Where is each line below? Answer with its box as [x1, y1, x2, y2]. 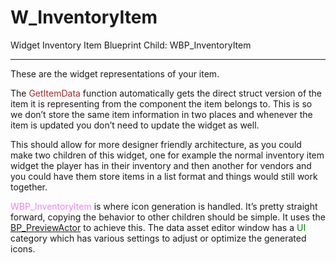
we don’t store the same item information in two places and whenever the [10, 108, 313, 120]
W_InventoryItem [10, 6, 158, 29]
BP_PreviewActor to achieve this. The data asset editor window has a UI [10, 221, 307, 233]
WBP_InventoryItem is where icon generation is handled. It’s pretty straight [10, 200, 318, 212]
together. [10, 181, 48, 193]
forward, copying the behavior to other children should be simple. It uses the [10, 211, 326, 223]
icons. [10, 242, 36, 255]
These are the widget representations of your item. [10, 67, 220, 80]
